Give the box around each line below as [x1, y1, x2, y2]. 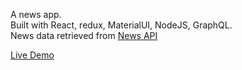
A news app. [10, 9, 62, 20]
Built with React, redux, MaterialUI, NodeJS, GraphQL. [10, 19, 233, 31]
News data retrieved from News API [10, 30, 158, 41]
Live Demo [10, 49, 55, 61]
